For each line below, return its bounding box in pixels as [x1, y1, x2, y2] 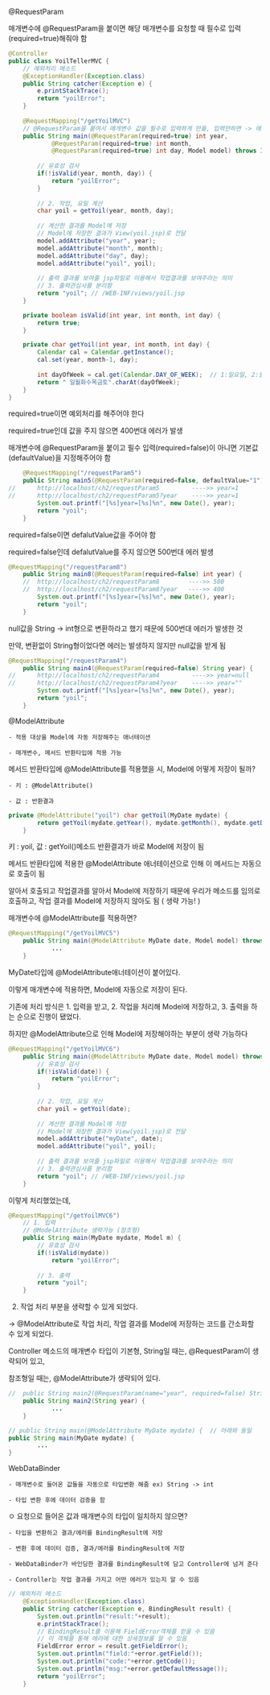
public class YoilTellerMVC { [8, 56, 110, 65]
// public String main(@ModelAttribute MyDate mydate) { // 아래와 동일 [8, 1426, 252, 1435]
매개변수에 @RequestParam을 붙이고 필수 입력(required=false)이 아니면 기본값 [8, 443, 259, 453]
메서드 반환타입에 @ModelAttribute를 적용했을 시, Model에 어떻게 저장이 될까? [8, 764, 256, 773]
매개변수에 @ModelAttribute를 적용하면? [8, 914, 137, 923]
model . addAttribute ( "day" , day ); [37, 251, 149, 260]
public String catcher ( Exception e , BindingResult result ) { [22, 1605, 231, 1613]
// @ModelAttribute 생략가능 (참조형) [22, 1226, 141, 1235]
